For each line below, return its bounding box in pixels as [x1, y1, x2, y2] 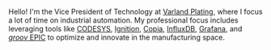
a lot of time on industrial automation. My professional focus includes [8, 15, 239, 25]
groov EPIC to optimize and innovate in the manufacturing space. [8, 32, 225, 42]
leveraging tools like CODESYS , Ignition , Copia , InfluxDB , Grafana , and [8, 24, 243, 33]
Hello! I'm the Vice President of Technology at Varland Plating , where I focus [8, 7, 263, 16]
